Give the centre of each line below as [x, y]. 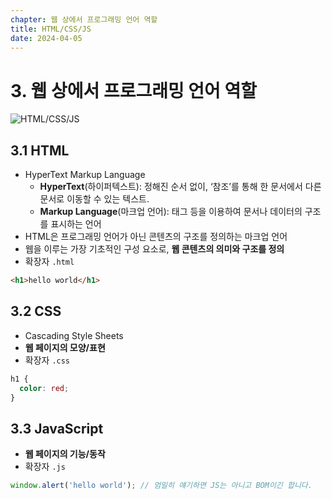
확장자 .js [45, 467]
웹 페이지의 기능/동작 [65, 454]
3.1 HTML [40, 150]
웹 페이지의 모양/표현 [65, 347]
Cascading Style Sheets [74, 335]
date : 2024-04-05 [46, 38]
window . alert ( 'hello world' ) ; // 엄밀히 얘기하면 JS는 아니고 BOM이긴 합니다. [161, 486]
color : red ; [44, 388]
